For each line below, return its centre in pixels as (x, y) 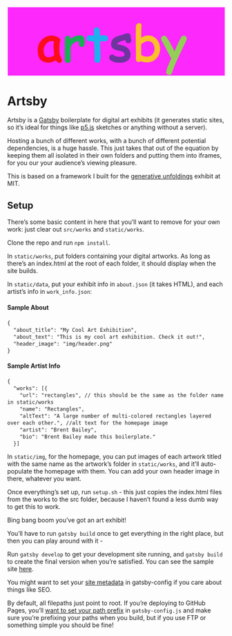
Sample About (28, 307)
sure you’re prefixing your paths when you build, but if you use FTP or (107, 617)
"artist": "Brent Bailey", (58, 430)
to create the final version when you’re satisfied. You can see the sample (110, 561)
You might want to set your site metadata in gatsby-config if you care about (115, 582)
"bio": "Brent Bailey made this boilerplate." (88, 437)
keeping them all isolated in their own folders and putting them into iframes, (115, 156)
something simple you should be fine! (60, 625)
